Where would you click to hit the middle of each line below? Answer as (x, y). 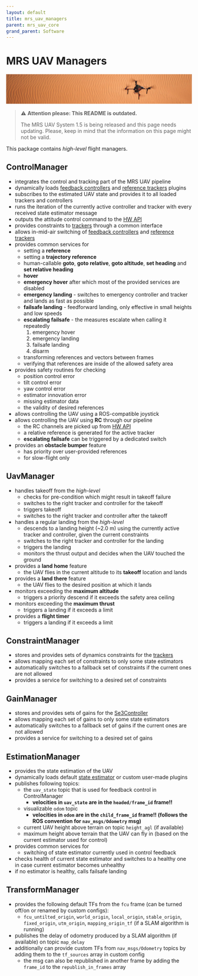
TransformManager (43, 890)
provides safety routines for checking (60, 370)
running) (34, 929)
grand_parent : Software (35, 31)
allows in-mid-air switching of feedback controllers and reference (94, 232)
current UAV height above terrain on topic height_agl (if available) (103, 827)
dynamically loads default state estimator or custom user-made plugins (101, 777)
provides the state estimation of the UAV (64, 770)
